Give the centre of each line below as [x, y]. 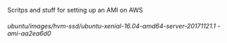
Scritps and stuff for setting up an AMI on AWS [75, 10]
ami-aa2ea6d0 [29, 33]
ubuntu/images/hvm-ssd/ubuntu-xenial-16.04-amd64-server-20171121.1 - [114, 26]
